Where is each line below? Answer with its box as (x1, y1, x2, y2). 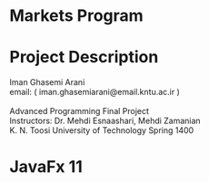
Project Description (9, 47, 159, 68)
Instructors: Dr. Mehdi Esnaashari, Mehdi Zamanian (9, 115, 202, 127)
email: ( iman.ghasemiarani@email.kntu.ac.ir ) (9, 87, 180, 98)
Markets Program (9, 5, 144, 26)
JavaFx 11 (9, 157, 84, 177)
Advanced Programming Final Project (9, 106, 150, 117)
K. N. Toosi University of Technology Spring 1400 (9, 125, 194, 136)
